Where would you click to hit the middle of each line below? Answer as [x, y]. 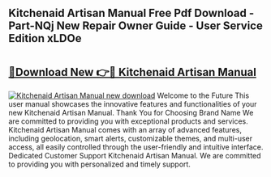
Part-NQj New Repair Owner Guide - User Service [136, 26]
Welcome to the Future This [203, 95]
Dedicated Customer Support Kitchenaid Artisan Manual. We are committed [135, 156]
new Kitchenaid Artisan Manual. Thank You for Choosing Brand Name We [131, 113]
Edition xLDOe [45, 38]
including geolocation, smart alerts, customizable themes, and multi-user [131, 138]
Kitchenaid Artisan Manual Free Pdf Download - [131, 13]
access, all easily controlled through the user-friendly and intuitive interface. [136, 147]
